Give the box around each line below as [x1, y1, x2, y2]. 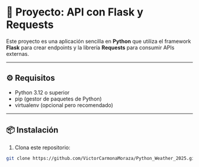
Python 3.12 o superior [14, 89, 70, 96]
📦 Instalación [6, 125, 59, 136]
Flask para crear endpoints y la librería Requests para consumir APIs [6, 44, 175, 51]
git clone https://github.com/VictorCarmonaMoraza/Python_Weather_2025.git [6, 155, 197, 161]
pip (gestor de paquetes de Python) [14, 95, 102, 102]
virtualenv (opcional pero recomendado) [14, 101, 114, 109]
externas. [6, 50, 30, 57]
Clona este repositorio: [14, 144, 70, 151]
